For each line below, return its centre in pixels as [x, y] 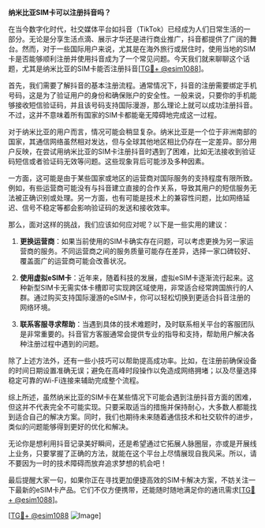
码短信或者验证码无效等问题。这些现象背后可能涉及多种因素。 [108, 161]
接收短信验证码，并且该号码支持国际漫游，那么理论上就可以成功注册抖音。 [136, 105]
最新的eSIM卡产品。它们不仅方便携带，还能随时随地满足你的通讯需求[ [128, 490]
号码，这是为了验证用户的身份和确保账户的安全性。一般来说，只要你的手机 [129, 95]
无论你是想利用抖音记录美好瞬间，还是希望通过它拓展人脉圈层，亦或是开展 [129, 444]
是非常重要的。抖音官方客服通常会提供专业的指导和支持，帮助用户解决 [134, 334]
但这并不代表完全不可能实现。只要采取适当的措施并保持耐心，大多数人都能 [129, 407]
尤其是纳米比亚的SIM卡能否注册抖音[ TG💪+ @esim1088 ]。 [115, 69]
